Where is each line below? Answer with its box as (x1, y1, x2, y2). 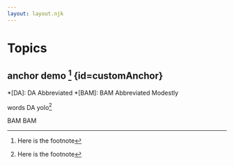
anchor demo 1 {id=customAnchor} (7, 68, 164, 82)
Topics (7, 40, 47, 56)
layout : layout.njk (7, 10, 64, 17)
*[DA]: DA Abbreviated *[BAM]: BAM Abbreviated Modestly (7, 88, 179, 97)
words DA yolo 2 (7, 102, 52, 111)
